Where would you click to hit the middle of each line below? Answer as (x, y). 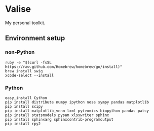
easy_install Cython (26, 98)
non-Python (20, 52)
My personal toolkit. (25, 23)
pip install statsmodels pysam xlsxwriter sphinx (57, 115)
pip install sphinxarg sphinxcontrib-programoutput (59, 119)
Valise (18, 9)
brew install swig (24, 71)
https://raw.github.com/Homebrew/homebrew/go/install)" (64, 67)
